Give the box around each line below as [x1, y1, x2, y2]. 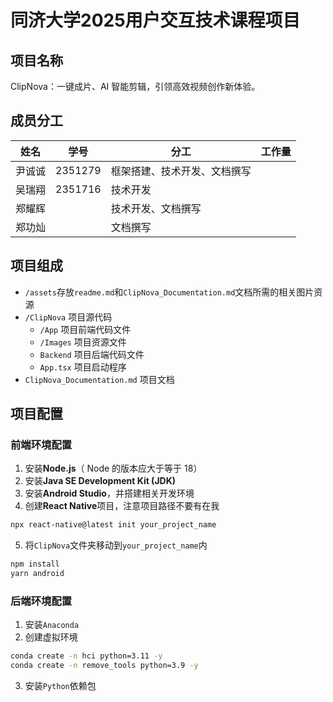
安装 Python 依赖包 [24, 679, 97, 691]
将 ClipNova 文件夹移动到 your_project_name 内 [24, 539, 208, 551]
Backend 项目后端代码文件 [39, 348, 145, 360]
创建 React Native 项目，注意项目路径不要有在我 [24, 500, 220, 512]
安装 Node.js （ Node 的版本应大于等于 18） [24, 462, 203, 475]
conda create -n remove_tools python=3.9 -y [10, 661, 199, 671]
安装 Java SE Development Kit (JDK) [24, 475, 177, 487]
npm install [10, 559, 60, 570]
